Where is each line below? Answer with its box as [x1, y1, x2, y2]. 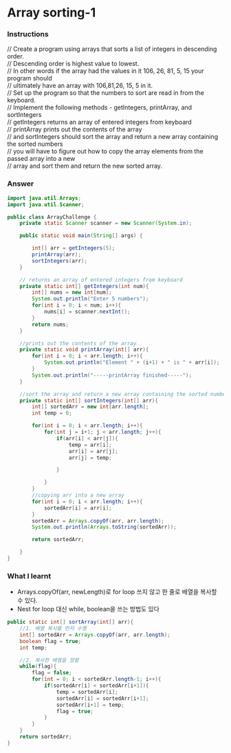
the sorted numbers [7, 140, 63, 149]
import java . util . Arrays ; [7, 195, 81, 201]
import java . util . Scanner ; [7, 201, 85, 208]
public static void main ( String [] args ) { [19, 232, 143, 239]
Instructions [7, 30, 49, 39]
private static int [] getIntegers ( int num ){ [19, 283, 149, 290]
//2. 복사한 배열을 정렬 [19, 657, 79, 664]
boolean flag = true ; [19, 637, 81, 644]
